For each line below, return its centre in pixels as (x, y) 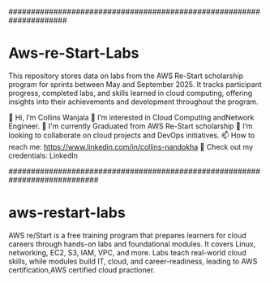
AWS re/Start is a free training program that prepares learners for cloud (127, 235)
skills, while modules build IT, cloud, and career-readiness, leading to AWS (133, 261)
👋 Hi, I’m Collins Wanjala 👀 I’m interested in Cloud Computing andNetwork (131, 117)
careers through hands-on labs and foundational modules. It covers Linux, (132, 244)
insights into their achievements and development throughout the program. (133, 102)
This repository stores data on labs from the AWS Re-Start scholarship (126, 76)
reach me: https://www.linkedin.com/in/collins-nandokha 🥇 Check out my (131, 146)
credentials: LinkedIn (43, 155)
